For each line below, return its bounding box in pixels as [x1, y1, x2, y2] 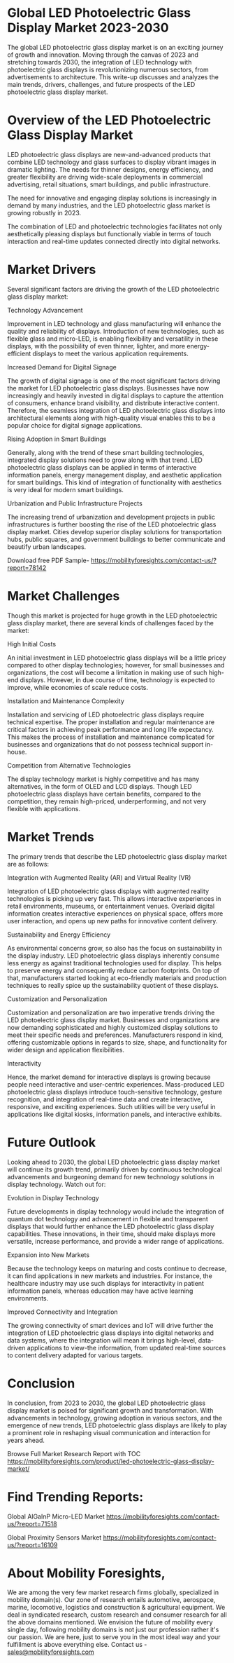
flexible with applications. [7, 804, 81, 813]
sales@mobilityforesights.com [7, 1648, 94, 1656]
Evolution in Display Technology [7, 1193, 99, 1202]
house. [7, 747, 27, 756]
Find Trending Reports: [7, 1488, 144, 1505]
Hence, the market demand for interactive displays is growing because [7, 1073, 211, 1081]
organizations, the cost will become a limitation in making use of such [7, 668, 207, 677]
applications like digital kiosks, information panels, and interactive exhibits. [7, 1110, 222, 1118]
